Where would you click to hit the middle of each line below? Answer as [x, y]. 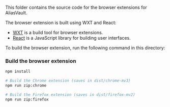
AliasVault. [16, 13]
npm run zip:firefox [27, 99]
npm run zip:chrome [26, 86]
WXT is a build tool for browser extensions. [58, 32]
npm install [18, 72]
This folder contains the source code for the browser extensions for [76, 7]
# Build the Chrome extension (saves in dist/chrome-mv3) [68, 81]
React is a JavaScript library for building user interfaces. [72, 38]
